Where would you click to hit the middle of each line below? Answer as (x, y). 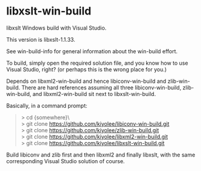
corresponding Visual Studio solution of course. (65, 161)
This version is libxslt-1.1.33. (41, 39)
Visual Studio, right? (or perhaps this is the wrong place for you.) (87, 69)
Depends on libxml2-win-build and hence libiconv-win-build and (86, 81)
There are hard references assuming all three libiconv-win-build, (101, 87)
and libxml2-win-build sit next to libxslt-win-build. (94, 94)
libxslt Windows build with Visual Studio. (56, 28)
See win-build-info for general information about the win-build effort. (92, 51)
